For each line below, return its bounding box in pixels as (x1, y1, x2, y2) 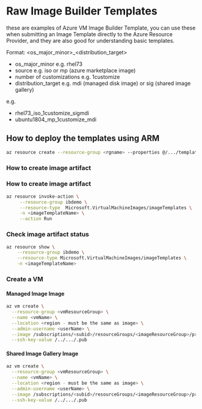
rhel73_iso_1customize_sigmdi (14, 109, 89, 116)
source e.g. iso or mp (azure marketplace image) (14, 66, 136, 74)
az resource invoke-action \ (6, 193, 79, 200)
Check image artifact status (6, 230, 89, 239)
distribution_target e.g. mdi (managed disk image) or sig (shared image (14, 80, 191, 87)
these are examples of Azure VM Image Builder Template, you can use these (6, 24, 196, 31)
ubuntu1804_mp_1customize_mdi (14, 116, 97, 123)
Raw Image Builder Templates (6, 4, 158, 18)
